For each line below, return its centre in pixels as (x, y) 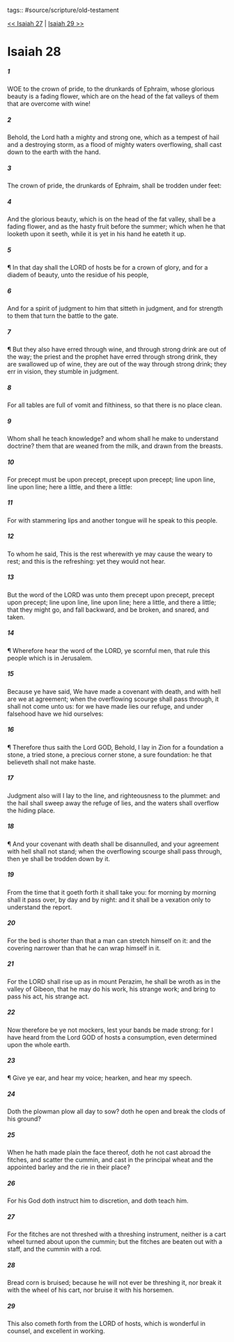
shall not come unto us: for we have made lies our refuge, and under (105, 706)
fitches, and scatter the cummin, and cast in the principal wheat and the (110, 1160)
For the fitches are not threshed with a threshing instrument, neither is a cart (117, 1234)
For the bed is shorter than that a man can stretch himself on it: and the (109, 941)
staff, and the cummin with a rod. (55, 1249)
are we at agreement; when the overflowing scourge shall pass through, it (113, 699)
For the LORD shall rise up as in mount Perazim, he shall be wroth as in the (114, 981)
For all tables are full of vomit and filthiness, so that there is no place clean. (115, 405)
